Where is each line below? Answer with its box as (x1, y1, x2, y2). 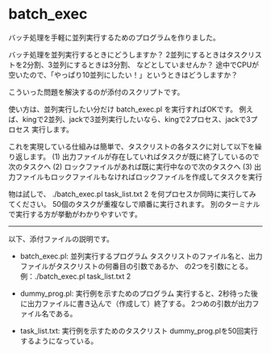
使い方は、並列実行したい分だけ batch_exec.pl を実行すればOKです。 (8, 104, 238, 114)
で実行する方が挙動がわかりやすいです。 (8, 209, 143, 219)
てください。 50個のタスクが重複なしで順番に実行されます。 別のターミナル (8, 199, 261, 208)
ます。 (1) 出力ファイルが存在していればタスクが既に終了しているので (29, 151, 260, 162)
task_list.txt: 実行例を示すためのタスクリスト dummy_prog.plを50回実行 (19, 326, 258, 335)
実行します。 (31, 124, 74, 134)
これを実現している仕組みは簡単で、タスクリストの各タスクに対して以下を (8, 141, 256, 151)
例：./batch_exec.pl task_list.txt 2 (19, 271, 131, 281)
